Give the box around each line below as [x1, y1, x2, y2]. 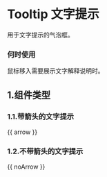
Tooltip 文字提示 [7, 6, 99, 22]
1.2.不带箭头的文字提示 [7, 146, 84, 156]
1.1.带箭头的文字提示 [7, 112, 75, 121]
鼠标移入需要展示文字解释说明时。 [7, 67, 104, 75]
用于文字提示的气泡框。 [7, 31, 74, 39]
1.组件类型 [7, 89, 51, 101]
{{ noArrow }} [7, 162, 46, 171]
